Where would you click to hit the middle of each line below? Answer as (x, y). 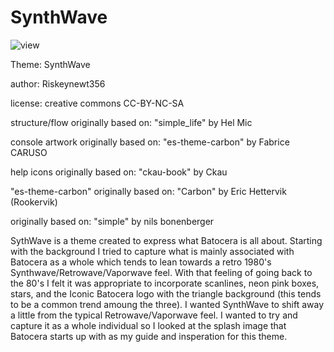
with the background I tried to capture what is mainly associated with (152, 251)
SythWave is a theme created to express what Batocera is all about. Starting (166, 240)
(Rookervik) (34, 202)
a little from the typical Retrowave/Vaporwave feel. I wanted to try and (154, 315)
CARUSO (29, 152)
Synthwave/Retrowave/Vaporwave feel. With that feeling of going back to (161, 272)
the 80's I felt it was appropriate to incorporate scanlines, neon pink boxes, (165, 283)
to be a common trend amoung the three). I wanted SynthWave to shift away (167, 304)
